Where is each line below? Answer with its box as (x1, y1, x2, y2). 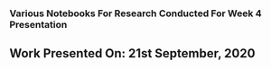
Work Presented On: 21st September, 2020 (9, 46, 256, 61)
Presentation (9, 18, 68, 30)
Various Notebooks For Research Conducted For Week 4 (9, 7, 262, 20)
